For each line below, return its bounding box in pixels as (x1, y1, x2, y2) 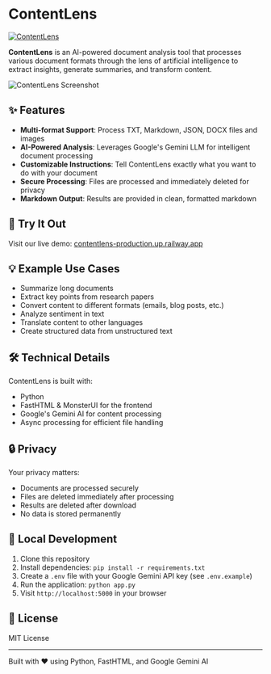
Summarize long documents (19, 284, 115, 293)
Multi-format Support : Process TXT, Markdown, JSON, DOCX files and (19, 124, 258, 134)
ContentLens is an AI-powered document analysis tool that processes (8, 47, 242, 57)
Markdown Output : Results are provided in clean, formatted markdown (19, 193, 256, 203)
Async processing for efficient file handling (19, 418, 164, 428)
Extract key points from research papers (19, 292, 155, 301)
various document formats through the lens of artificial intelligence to (8, 56, 239, 65)
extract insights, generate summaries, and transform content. (8, 64, 212, 74)
